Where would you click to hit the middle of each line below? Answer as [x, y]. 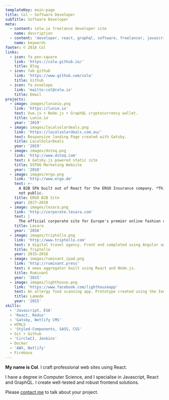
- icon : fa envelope [31, 85]
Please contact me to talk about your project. [52, 392]
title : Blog [27, 66]
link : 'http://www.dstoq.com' [46, 156]
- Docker [19, 343]
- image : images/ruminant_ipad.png [47, 259]
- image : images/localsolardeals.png [49, 127]
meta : [11, 24]
